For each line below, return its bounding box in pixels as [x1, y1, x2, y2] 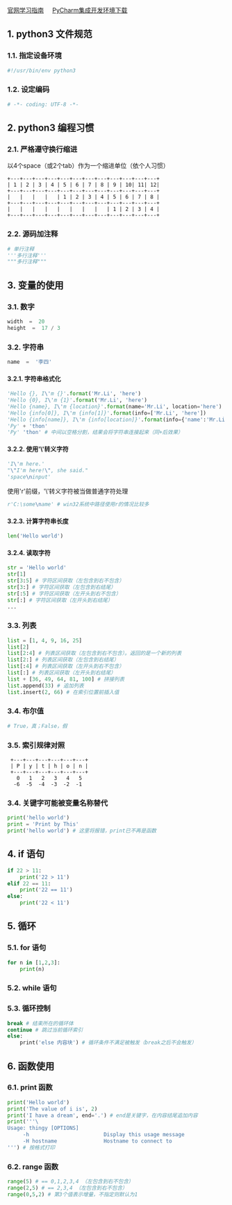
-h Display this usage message [22, 1131, 185, 1138]
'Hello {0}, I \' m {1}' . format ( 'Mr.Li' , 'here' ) [7, 397, 148, 404]
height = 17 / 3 [7, 324, 60, 331]
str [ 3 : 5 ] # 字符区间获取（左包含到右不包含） [7, 577, 125, 585]
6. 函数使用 [7, 1060, 55, 1072]
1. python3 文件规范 [7, 28, 92, 40]
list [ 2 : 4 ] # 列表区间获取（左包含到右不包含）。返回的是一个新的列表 [7, 650, 182, 657]
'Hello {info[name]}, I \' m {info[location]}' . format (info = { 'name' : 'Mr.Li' [7, 416, 229, 423]
